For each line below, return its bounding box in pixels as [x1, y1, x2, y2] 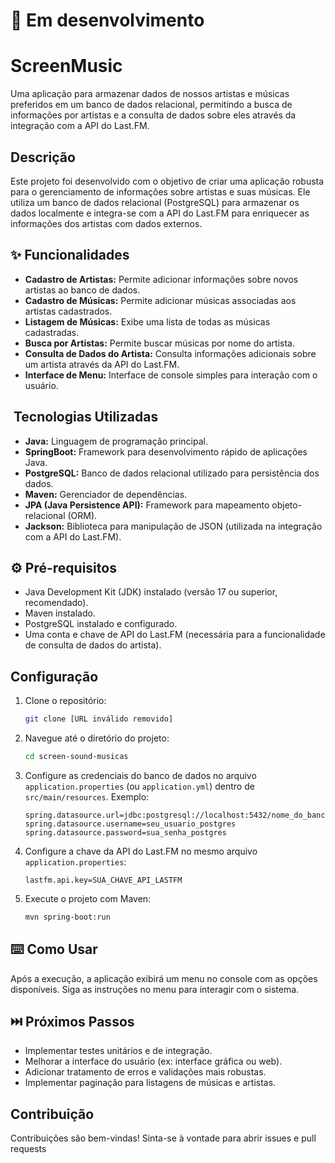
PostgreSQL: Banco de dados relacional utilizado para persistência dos [24, 467, 320, 479]
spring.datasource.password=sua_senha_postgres [24, 827, 227, 838]
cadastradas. [24, 326, 80, 338]
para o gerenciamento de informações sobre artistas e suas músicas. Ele [10, 185, 311, 198]
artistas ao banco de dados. [24, 284, 141, 296]
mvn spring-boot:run [24, 912, 111, 922]
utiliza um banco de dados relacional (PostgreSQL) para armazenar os [10, 196, 300, 208]
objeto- [271, 499, 303, 511]
